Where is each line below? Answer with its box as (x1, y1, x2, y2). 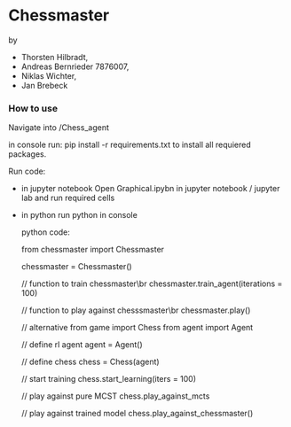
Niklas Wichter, (20, 70, 77, 81)
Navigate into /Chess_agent (8, 122, 110, 133)
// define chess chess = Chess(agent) (20, 356, 161, 368)
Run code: (8, 166, 46, 177)
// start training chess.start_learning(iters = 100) (20, 374, 197, 384)
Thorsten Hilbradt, (20, 51, 89, 62)
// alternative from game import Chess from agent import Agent (20, 322, 254, 333)
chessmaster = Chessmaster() (20, 261, 132, 272)
